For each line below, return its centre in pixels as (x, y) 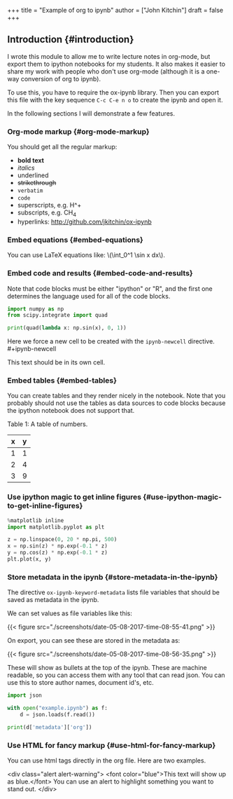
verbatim (30, 191)
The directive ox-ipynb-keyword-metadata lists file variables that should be (114, 592)
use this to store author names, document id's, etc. (80, 683)
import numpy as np (36, 309)
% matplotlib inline (36, 520)
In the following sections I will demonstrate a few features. (91, 113)
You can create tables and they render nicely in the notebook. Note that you (116, 396)
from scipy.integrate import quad (58, 315)
